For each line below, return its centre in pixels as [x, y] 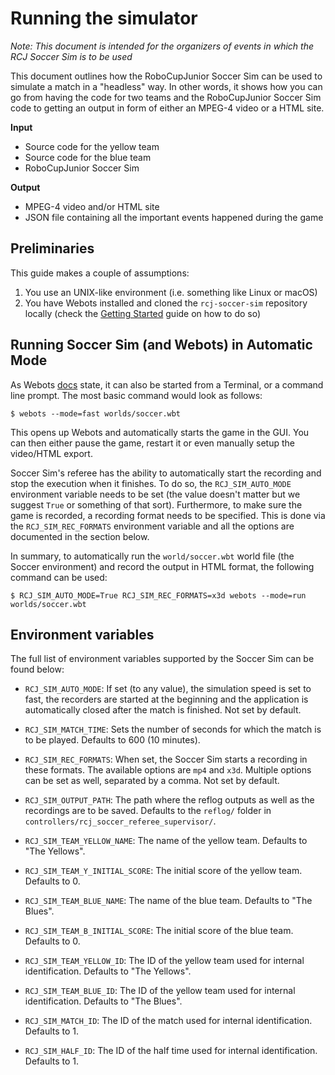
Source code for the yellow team [92, 146]
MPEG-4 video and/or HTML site [92, 206]
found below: [37, 669]
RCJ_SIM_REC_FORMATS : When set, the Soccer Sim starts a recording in [166, 759]
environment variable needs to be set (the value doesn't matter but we [155, 494]
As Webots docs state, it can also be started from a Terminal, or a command [167, 384]
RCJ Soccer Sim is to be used [71, 56]
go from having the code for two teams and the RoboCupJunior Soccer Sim [166, 97]
